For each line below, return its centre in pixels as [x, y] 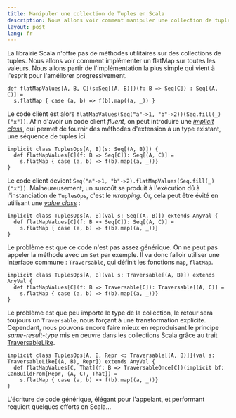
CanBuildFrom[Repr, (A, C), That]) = [63, 374]
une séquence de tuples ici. [47, 136]
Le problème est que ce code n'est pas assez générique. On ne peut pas [112, 247]
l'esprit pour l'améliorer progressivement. [67, 76]
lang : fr [20, 33]
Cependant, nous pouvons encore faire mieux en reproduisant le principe [113, 328]
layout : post [26, 27]
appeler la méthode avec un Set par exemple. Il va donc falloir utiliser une [113, 255]
